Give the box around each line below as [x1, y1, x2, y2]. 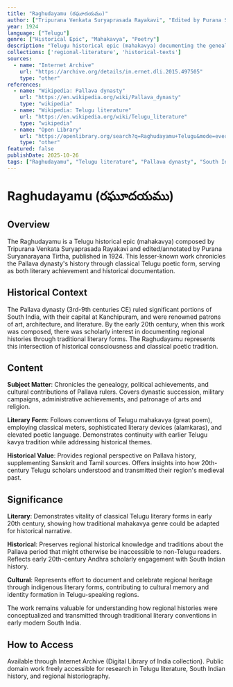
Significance [7, 494, 64, 505]
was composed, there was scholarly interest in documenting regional [7, 327, 205, 336]
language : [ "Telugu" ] [7, 29, 70, 37]
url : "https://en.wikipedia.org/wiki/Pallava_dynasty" [19, 94, 182, 101]
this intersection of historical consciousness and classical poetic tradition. [7, 342, 218, 350]
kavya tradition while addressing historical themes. [7, 438, 153, 446]
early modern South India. [7, 618, 82, 627]
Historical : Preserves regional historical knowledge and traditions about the [7, 540, 224, 548]
